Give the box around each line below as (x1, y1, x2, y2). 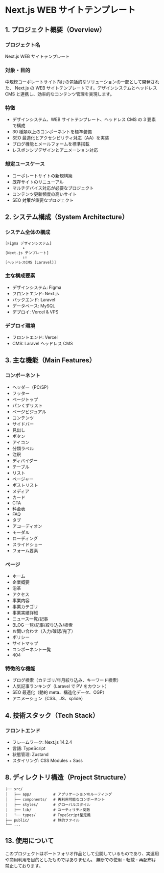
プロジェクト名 (5, 41, 41, 48)
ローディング (12, 535, 38, 541)
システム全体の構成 (5, 229, 50, 236)
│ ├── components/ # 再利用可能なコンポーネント (5, 797, 105, 802)
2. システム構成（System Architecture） (5, 213, 129, 221)
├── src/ (5, 786, 23, 791)
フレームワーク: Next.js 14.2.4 (12, 739, 72, 745)
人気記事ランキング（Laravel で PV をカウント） (12, 684, 109, 689)
